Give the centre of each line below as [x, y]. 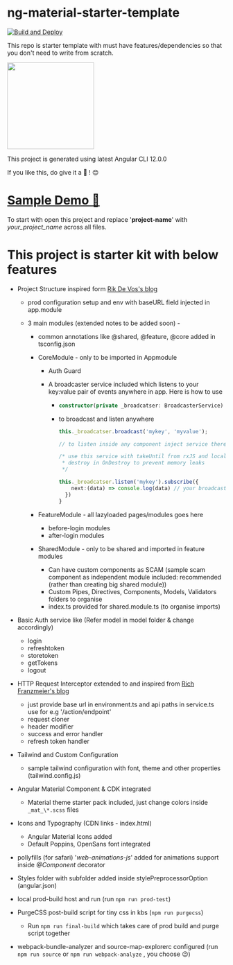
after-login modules [76, 535]
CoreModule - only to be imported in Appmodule [107, 357]
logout [37, 670]
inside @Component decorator [61, 864]
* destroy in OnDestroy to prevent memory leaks [133, 463]
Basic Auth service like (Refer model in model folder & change [105, 620]
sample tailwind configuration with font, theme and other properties [124, 768]
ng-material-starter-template [94, 13]
